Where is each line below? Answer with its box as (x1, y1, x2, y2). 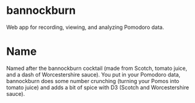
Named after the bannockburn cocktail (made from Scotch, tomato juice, (6, 64, 188, 72)
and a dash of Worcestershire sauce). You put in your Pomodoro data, (6, 70, 180, 78)
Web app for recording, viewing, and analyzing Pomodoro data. (6, 23, 165, 31)
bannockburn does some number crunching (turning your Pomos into (6, 77, 180, 84)
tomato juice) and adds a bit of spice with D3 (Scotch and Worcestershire (6, 84, 190, 91)
